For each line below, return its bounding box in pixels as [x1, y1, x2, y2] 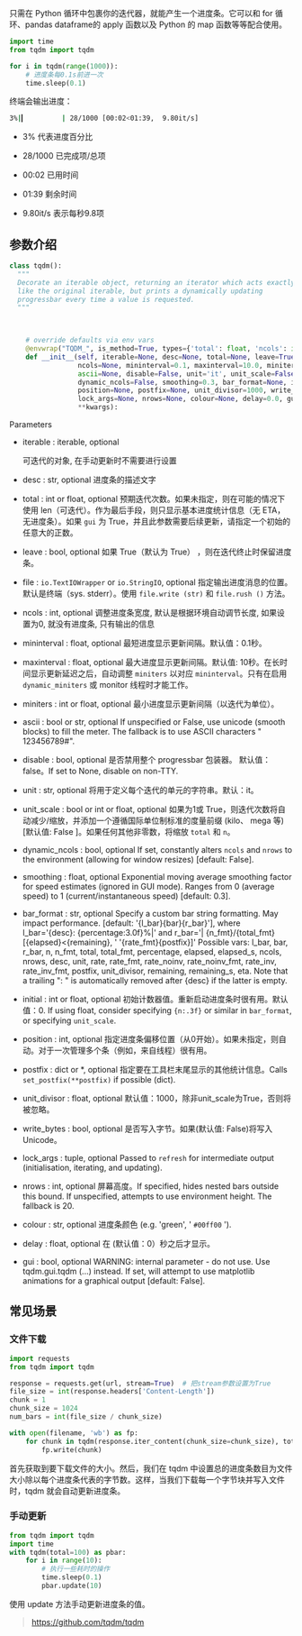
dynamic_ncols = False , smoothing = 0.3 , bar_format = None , [77, 378, 288, 387]
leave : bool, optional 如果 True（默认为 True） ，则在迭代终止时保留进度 [22, 546, 292, 557]
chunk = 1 [9, 1395, 47, 1404]
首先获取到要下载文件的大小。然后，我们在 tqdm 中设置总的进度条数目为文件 [9, 1463, 293, 1474]
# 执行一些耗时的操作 [41, 1565, 111, 1574]
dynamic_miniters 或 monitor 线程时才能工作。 [22, 680, 193, 690]
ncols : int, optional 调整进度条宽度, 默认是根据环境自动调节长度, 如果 [22, 608, 278, 618]
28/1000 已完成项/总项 [22, 151, 106, 161]
